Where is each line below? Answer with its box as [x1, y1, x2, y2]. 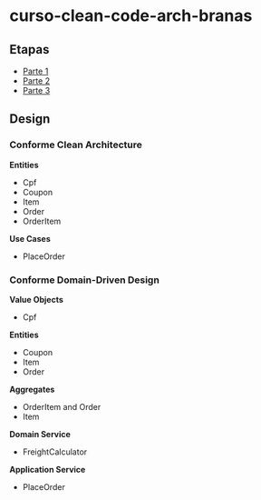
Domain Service [9, 428, 71, 439]
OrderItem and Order [22, 401, 101, 412]
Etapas [9, 42, 50, 57]
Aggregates [9, 384, 55, 395]
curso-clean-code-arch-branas [9, 5, 253, 26]
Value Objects [9, 294, 63, 305]
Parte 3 [22, 85, 51, 95]
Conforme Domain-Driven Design [9, 274, 160, 286]
